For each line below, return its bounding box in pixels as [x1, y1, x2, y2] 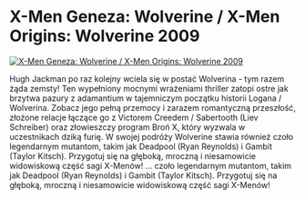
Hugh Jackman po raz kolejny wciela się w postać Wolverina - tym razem [9, 73, 285, 84]
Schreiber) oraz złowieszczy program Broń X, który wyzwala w [9, 121, 246, 133]
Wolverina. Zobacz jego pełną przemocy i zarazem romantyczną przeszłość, [9, 102, 296, 113]
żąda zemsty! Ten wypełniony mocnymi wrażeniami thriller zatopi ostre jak [9, 83, 289, 94]
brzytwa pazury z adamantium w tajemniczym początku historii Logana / [9, 93, 282, 104]
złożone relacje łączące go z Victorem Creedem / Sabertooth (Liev [9, 112, 259, 123]
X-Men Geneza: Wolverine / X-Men [9, 6, 280, 27]
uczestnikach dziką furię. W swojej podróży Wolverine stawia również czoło [9, 131, 294, 142]
